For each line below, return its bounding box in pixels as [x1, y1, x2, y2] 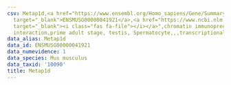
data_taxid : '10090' [7, 61, 67, 68]
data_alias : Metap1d [7, 36, 67, 42]
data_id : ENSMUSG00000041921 [7, 42, 91, 49]
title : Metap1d [7, 67, 51, 74]
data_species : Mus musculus [7, 55, 88, 62]
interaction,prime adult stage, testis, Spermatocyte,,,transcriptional [13, 29, 226, 36]
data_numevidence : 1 [7, 49, 67, 56]
